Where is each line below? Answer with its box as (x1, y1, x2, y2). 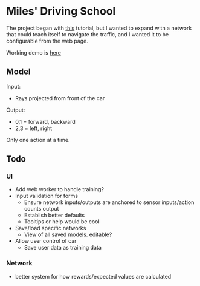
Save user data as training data (24, 244, 102, 251)
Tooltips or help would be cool (24, 218, 100, 225)
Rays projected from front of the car (15, 94, 105, 101)
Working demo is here (6, 49, 62, 56)
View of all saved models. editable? (24, 231, 112, 238)
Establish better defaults (24, 211, 85, 219)
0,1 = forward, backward (15, 118, 76, 125)
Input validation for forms (15, 192, 79, 200)
